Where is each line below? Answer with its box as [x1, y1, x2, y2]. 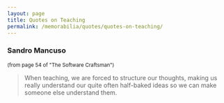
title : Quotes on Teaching [7, 17, 86, 24]
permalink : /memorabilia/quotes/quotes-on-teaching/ [7, 23, 163, 30]
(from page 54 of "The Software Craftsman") [7, 62, 115, 68]
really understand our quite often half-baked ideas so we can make [24, 81, 217, 89]
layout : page [7, 10, 45, 17]
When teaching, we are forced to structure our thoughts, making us [24, 73, 218, 82]
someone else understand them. [24, 88, 118, 97]
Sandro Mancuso [7, 46, 66, 55]
